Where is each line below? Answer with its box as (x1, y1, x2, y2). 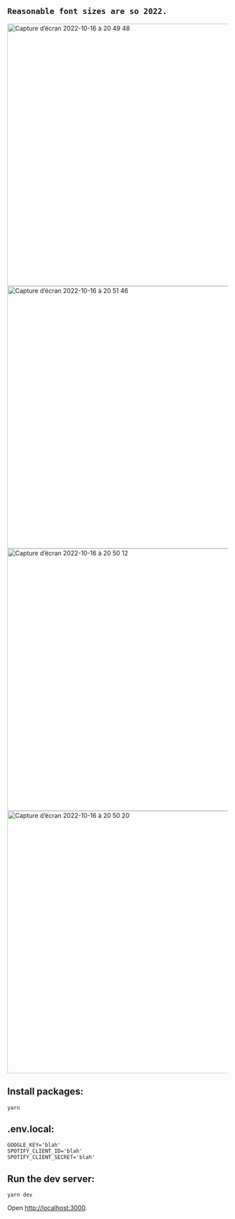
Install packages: (7, 1085, 84, 1098)
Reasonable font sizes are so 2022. (7, 6, 168, 17)
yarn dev (7, 1192, 33, 1199)
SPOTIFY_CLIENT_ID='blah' (7, 1148, 83, 1155)
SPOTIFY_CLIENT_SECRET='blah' (7, 1154, 96, 1161)
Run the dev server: (7, 1173, 95, 1185)
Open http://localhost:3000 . (7, 1204, 87, 1212)
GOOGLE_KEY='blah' (7, 1141, 61, 1149)
